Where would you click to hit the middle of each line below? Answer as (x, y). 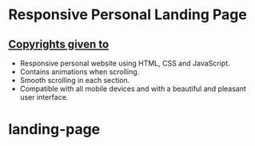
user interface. (44, 97)
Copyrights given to (59, 44)
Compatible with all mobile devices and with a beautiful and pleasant (133, 89)
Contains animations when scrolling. (80, 72)
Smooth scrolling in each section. (75, 80)
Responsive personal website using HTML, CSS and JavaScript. (125, 63)
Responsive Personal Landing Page (128, 15)
